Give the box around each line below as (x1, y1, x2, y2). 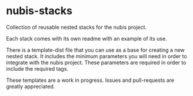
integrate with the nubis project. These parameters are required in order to (6, 59, 187, 66)
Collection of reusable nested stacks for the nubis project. (6, 24, 147, 31)
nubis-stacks (6, 4, 72, 18)
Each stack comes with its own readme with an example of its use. (6, 35, 167, 42)
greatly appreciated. (6, 82, 55, 90)
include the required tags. (6, 65, 69, 72)
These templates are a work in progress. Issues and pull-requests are (6, 77, 175, 84)
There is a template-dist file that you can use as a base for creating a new (6, 46, 185, 54)
